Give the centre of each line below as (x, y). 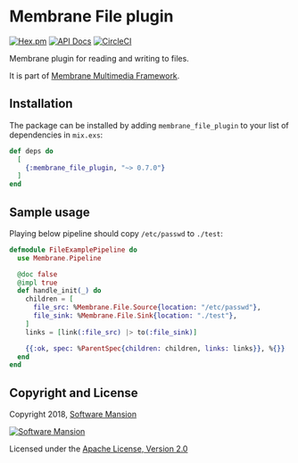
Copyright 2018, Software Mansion (73, 414)
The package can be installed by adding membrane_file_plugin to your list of (149, 125)
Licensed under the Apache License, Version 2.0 (99, 449)
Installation (41, 104)
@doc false (37, 274)
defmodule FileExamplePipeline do (74, 250)
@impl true (37, 283)
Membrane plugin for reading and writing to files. (99, 58)
